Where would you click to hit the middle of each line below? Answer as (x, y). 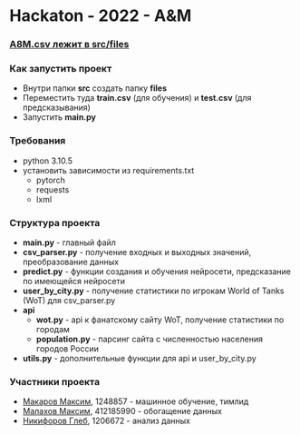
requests (53, 189)
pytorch (51, 180)
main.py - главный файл (69, 242)
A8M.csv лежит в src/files (69, 44)
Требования (38, 141)
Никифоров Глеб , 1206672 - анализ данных (106, 421)
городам (53, 329)
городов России (68, 349)
